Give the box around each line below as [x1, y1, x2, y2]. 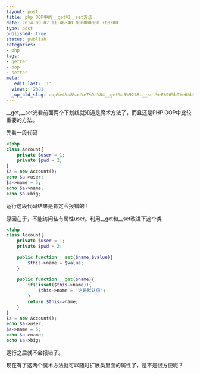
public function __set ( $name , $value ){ [17, 254, 113, 260]
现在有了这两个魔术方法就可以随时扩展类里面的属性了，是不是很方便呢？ [6, 361, 183, 369]
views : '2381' [11, 86, 46, 92]
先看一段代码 [6, 129, 37, 136]
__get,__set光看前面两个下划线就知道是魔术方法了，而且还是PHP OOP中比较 [6, 108, 192, 116]
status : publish [6, 36, 46, 42]
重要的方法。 [6, 116, 37, 123]
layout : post [6, 8, 39, 15]
